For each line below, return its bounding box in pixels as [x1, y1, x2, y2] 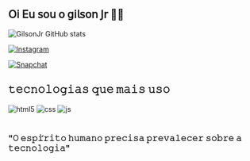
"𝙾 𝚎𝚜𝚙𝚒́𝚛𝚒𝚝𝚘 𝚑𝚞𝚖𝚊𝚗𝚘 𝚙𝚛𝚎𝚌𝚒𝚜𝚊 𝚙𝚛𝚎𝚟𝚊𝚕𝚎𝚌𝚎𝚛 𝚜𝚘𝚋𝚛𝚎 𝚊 [8, 132, 242, 144]
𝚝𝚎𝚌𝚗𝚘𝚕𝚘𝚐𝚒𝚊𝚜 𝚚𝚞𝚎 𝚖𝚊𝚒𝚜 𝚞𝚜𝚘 [8, 82, 171, 96]
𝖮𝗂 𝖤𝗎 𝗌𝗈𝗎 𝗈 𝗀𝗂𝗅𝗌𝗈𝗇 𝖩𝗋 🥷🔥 [8, 8, 125, 21]
